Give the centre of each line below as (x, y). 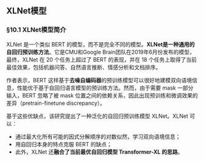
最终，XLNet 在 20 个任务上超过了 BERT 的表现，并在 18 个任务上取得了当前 (101, 59)
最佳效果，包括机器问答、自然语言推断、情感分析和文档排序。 (84, 67)
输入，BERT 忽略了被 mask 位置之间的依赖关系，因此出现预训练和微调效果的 (102, 95)
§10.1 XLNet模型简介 (36, 30)
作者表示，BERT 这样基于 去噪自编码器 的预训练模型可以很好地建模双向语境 (99, 80)
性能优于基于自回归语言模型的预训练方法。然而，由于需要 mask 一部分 (105, 88)
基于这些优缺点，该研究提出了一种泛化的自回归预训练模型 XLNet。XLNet (97, 116)
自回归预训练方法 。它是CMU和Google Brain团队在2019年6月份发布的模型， (100, 52)
